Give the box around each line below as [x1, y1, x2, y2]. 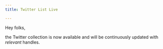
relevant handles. [5, 39, 40, 45]
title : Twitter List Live [5, 7, 58, 12]
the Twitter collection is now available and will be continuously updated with [5, 34, 159, 40]
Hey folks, [5, 25, 25, 31]
